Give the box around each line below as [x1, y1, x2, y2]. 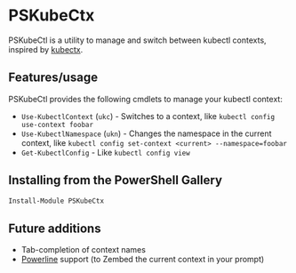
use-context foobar [20, 120, 94, 129]
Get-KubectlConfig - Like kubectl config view [20, 147, 190, 157]
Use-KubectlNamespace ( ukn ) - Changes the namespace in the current [20, 128, 272, 139]
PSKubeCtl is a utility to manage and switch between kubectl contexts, [8, 35, 268, 45]
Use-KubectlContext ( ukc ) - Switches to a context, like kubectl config [20, 110, 276, 121]
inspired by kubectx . [8, 44, 84, 54]
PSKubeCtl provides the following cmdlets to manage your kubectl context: [8, 93, 284, 104]
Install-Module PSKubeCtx [8, 197, 104, 205]
